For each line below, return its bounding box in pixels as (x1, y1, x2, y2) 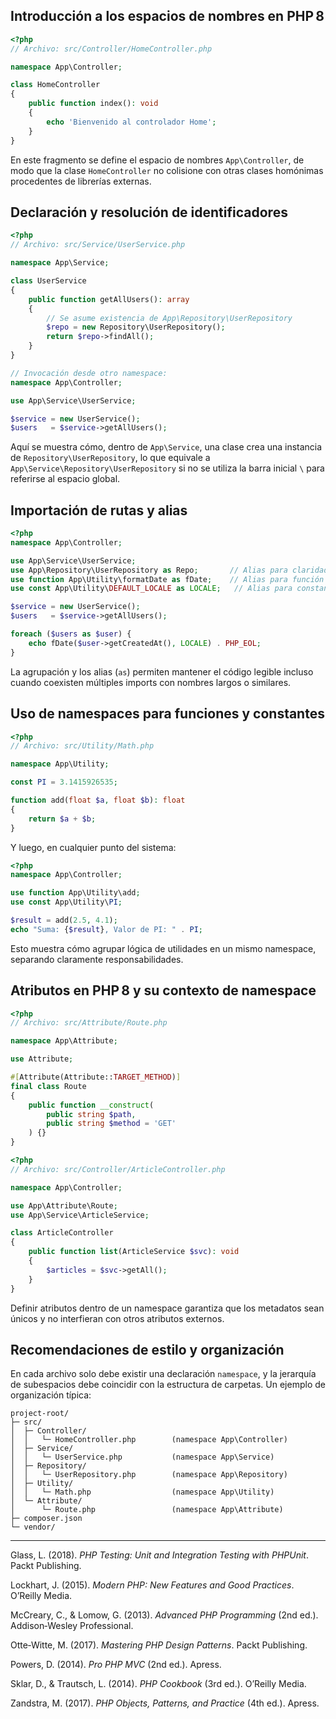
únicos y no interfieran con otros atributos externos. (10, 1312, 225, 1324)
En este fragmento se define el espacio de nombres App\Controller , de (10, 154, 305, 166)
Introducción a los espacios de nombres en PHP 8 (10, 8, 325, 25)
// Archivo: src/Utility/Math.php (10, 741, 155, 751)
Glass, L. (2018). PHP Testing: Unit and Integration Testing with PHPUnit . (10, 1549, 309, 1561)
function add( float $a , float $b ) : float (10, 795, 186, 805)
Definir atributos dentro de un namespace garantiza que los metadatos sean (10, 1302, 325, 1314)
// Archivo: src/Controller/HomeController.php (10, 44, 213, 54)
